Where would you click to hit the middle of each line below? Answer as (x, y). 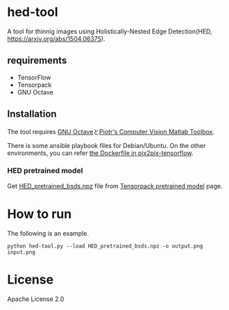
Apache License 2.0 (36, 299)
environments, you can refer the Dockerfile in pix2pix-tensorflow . (100, 153)
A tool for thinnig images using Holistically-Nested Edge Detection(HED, (110, 31)
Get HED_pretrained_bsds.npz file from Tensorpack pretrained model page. (115, 186)
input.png (22, 252)
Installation (32, 114)
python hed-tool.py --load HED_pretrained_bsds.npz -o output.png (105, 246)
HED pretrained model (45, 171)
